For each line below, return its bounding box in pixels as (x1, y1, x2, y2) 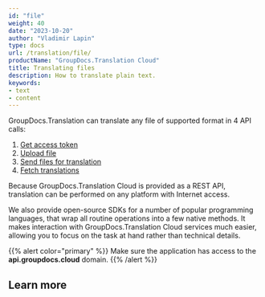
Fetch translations (19, 165, 79, 175)
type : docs (8, 42, 45, 50)
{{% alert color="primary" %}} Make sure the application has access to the (8, 246, 257, 256)
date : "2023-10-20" (8, 26, 74, 35)
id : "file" (8, 11, 45, 20)
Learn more (8, 278, 67, 291)
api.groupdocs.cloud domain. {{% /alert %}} (8, 254, 158, 265)
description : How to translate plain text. (8, 71, 157, 79)
